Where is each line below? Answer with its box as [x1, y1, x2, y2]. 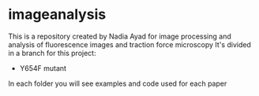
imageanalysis [8, 6, 107, 24]
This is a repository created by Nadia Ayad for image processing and [8, 31, 231, 41]
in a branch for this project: [8, 48, 96, 57]
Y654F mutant [19, 63, 67, 72]
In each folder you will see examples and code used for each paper [8, 79, 227, 88]
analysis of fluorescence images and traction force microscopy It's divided [8, 39, 251, 49]
